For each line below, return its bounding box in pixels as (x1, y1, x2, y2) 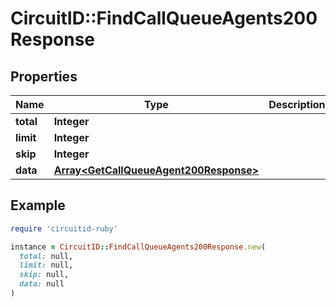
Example (10, 197, 66, 214)
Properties (10, 68, 78, 85)
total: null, (19, 251, 74, 261)
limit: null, (19, 260, 74, 271)
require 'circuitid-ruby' (10, 223, 118, 234)
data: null (19, 279, 65, 289)
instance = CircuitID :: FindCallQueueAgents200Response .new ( (10, 242, 267, 252)
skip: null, (19, 270, 70, 280)
